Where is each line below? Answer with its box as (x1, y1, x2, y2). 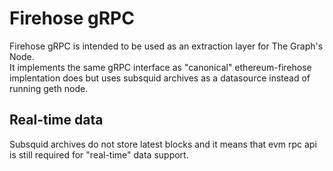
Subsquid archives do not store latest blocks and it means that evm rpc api (9, 138, 317, 150)
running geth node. (9, 82, 89, 94)
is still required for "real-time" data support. (9, 148, 189, 161)
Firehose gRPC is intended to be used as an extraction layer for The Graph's (9, 40, 324, 52)
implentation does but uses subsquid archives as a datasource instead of (9, 72, 311, 84)
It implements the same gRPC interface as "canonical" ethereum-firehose (9, 61, 312, 73)
